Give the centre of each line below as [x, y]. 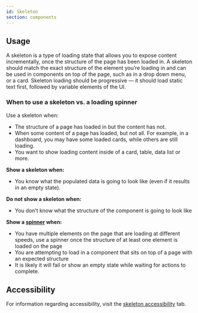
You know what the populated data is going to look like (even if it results [102, 181]
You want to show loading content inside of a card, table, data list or [98, 152]
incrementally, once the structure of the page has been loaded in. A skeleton [99, 62]
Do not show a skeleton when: [44, 199]
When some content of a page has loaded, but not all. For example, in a [102, 133]
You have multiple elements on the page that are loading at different [97, 233]
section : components [32, 17]
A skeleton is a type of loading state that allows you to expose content [92, 55]
